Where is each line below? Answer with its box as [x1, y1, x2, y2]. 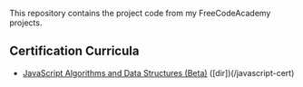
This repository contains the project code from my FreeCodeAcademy [9, 8, 271, 18]
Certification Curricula [9, 43, 140, 59]
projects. [9, 17, 43, 28]
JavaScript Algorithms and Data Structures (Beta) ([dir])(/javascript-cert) [22, 67, 295, 78]
